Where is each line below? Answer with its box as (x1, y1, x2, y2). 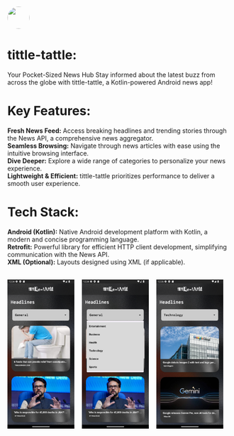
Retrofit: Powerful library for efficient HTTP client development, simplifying (7, 242, 227, 251)
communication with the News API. (7, 250, 110, 258)
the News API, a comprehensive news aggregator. (7, 133, 154, 142)
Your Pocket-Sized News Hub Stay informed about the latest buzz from (7, 70, 216, 79)
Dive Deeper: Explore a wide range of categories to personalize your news (7, 156, 225, 165)
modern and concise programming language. (7, 235, 140, 244)
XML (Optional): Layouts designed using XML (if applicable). (7, 258, 186, 266)
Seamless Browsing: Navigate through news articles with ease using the (7, 141, 221, 150)
